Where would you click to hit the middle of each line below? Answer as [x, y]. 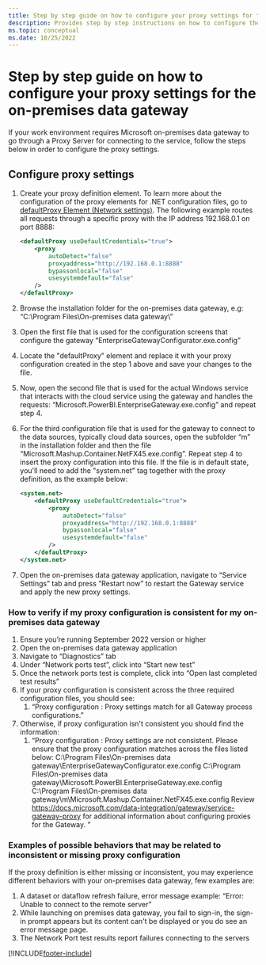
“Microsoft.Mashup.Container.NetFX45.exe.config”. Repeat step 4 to [131, 454]
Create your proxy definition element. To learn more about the [120, 193]
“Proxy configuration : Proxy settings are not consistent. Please [135, 741]
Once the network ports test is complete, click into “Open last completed [138, 673]
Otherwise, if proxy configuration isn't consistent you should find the [131, 724]
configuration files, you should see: [77, 699]
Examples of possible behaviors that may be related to [115, 845]
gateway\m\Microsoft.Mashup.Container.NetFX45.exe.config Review [143, 799]
